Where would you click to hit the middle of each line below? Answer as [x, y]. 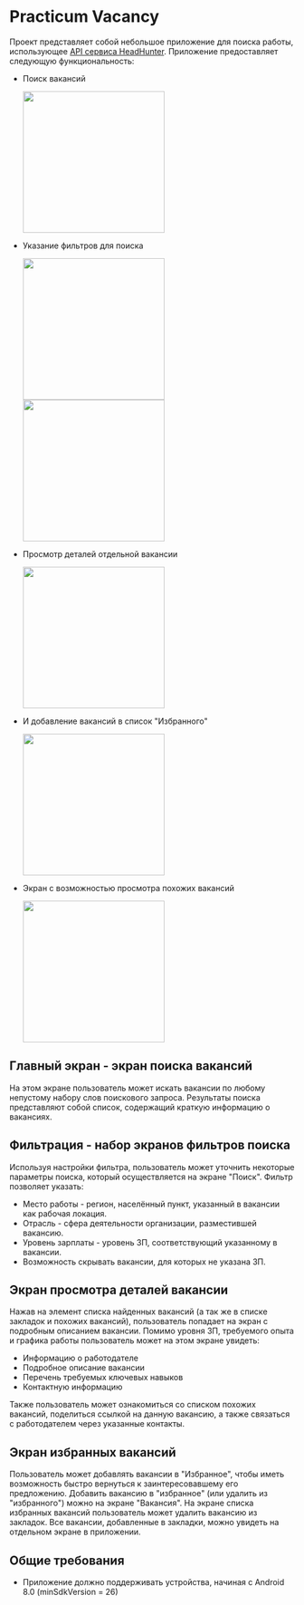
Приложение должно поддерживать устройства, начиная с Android [153, 1582]
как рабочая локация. [64, 1213]
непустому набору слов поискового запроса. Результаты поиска [135, 1097]
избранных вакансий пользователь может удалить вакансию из [133, 1513]
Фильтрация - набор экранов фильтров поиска [150, 1145]
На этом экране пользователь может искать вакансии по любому [138, 1088]
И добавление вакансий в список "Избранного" [115, 721]
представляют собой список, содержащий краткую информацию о [140, 1107]
